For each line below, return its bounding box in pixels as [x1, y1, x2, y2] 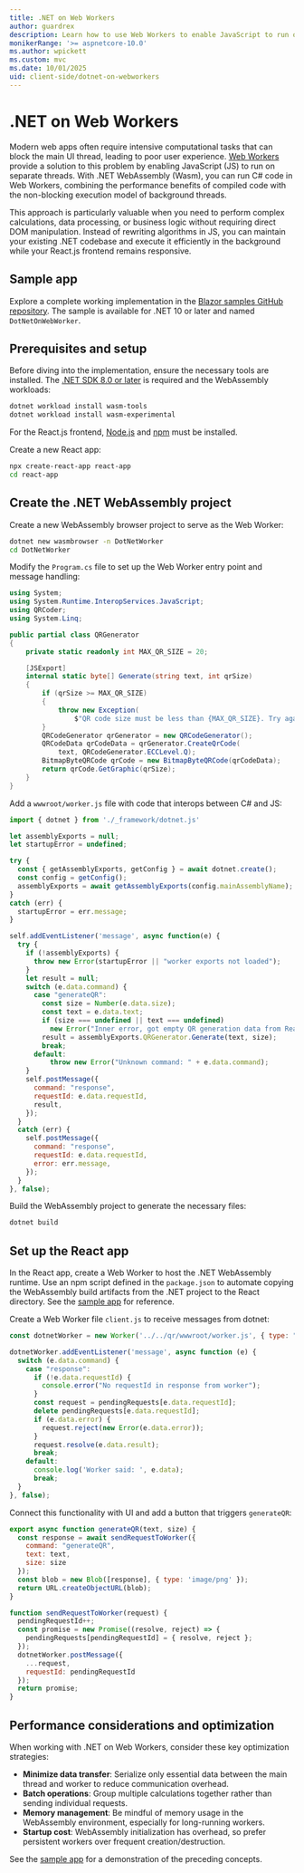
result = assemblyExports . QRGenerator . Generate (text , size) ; [42, 1033, 278, 1042]
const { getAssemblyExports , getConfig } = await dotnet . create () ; [17, 865, 278, 874]
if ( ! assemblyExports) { [25, 948, 119, 957]
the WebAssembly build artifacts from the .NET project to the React [9, 1287, 261, 1298]
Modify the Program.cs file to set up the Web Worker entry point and [9, 562, 262, 572]
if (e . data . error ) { [33, 1415, 111, 1424]
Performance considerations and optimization [9, 1717, 275, 1733]
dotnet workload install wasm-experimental [9, 410, 176, 419]
